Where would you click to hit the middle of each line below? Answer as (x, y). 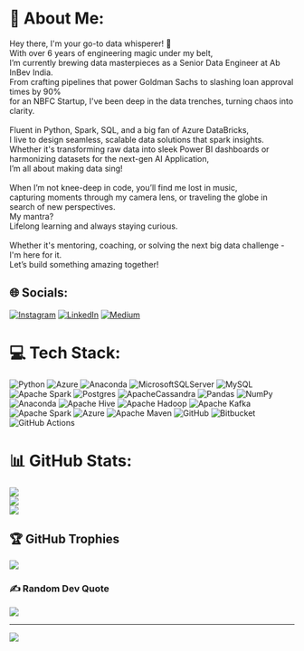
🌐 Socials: (39, 293)
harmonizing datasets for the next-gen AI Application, (109, 158)
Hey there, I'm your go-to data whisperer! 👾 (90, 43)
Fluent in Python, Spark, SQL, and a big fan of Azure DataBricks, (129, 129)
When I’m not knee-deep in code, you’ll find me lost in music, (123, 187)
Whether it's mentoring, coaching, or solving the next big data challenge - (147, 245)
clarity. (22, 110)
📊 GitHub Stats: (71, 461)
